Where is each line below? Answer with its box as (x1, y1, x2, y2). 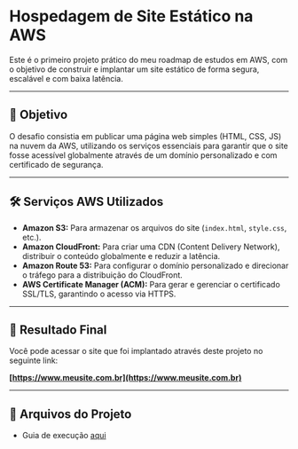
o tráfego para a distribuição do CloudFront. (21, 269, 184, 280)
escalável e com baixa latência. (9, 73, 124, 83)
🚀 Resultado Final (9, 322, 107, 337)
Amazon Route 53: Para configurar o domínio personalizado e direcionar (21, 260, 289, 271)
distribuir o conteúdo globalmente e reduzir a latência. (21, 250, 221, 261)
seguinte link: (9, 355, 59, 366)
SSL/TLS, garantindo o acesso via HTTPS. (21, 288, 176, 299)
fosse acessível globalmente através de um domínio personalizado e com (9, 149, 278, 161)
